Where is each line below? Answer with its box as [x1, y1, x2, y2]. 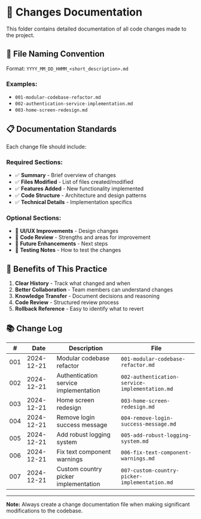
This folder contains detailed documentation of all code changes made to [6, 25, 187, 32]
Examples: [6, 80, 38, 88]
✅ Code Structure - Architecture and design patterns [14, 192, 147, 199]
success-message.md [120, 421, 176, 427]
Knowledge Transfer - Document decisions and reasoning [14, 293, 160, 300]
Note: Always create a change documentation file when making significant [6, 501, 190, 508]
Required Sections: [6, 158, 63, 166]
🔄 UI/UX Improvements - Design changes [14, 227, 118, 235]
